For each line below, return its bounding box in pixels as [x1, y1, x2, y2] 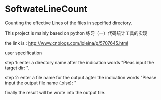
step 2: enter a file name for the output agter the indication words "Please [5, 74, 157, 80]
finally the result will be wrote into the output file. [5, 89, 106, 95]
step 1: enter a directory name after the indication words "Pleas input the [5, 59, 154, 65]
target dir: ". [5, 65, 30, 71]
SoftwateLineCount [5, 3, 88, 15]
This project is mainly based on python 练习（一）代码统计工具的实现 [5, 30, 147, 36]
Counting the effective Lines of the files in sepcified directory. [5, 20, 132, 26]
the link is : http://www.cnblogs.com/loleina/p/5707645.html [5, 40, 129, 46]
